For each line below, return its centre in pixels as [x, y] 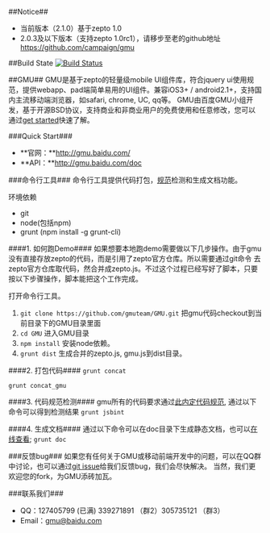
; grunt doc [48, 439]
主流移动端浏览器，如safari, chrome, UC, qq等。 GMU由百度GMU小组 [131, 100]
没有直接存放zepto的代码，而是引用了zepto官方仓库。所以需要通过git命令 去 [135, 258]
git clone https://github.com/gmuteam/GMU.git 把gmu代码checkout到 [137, 313]
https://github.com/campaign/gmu [77, 47]
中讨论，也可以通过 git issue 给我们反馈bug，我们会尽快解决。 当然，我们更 [132, 466]
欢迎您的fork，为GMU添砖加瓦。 [62, 476]
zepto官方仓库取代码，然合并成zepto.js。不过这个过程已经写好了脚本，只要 [133, 269]
